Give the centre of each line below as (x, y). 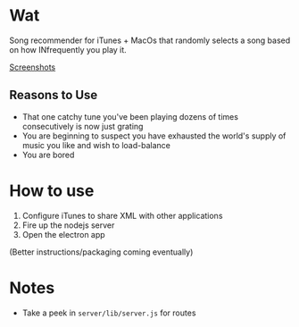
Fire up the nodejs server (68, 225)
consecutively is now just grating (83, 126)
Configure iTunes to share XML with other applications (122, 215)
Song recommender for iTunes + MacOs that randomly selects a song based (150, 40)
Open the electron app (63, 234)
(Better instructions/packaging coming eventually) (101, 252)
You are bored (48, 155)
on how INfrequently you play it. (68, 49)
